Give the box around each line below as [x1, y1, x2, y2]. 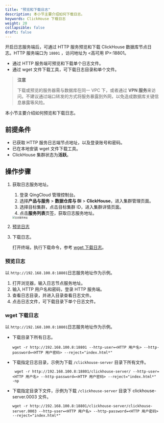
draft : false [5, 30, 32, 35]
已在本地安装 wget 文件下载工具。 [12, 145, 81, 152]
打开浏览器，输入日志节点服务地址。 [12, 280, 86, 286]
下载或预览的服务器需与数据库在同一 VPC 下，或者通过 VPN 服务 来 [17, 88, 152, 93]
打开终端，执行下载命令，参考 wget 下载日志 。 [12, 244, 107, 250]
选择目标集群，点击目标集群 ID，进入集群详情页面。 [19, 204, 124, 210]
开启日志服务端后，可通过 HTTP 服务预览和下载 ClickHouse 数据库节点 [5, 44, 148, 49]
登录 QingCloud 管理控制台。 [19, 192, 78, 198]
